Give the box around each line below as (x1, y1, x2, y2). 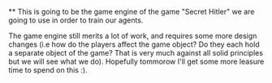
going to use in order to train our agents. (8, 15, 144, 25)
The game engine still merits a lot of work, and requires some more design (8, 31, 257, 40)
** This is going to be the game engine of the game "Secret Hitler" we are (8, 7, 255, 16)
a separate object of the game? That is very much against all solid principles (8, 48, 264, 57)
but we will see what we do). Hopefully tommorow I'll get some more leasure (8, 56, 265, 66)
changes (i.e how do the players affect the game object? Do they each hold (8, 39, 260, 49)
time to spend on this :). (8, 65, 88, 75)
